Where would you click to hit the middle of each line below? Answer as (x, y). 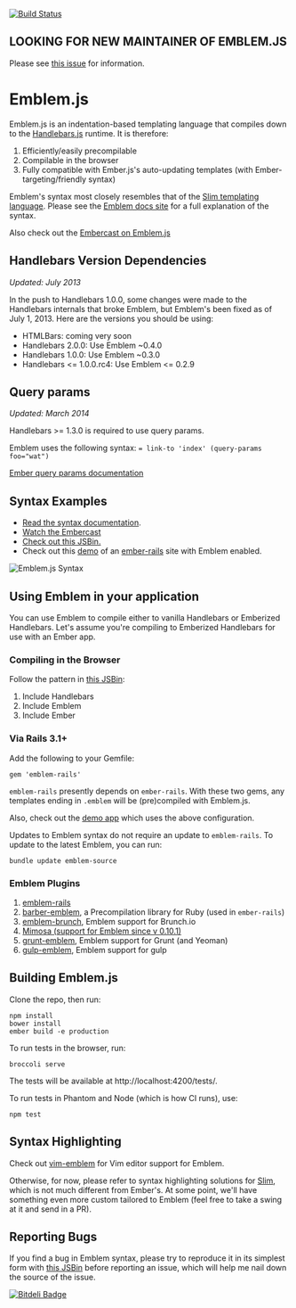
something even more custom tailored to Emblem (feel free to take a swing (146, 1199)
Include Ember (48, 716)
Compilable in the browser (70, 160)
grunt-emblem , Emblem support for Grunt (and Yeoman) (125, 940)
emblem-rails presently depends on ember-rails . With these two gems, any (147, 791)
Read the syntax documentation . (81, 522)
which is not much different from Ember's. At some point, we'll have (133, 1189)
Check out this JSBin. (61, 542)
